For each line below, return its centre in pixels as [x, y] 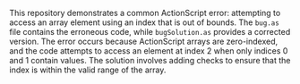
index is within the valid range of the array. [88, 70]
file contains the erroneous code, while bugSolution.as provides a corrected [150, 32]
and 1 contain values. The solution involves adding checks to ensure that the [150, 60]
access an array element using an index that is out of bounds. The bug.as [144, 22]
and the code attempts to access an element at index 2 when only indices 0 [149, 51]
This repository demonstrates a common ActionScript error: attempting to [145, 13]
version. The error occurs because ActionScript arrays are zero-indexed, [144, 41]
